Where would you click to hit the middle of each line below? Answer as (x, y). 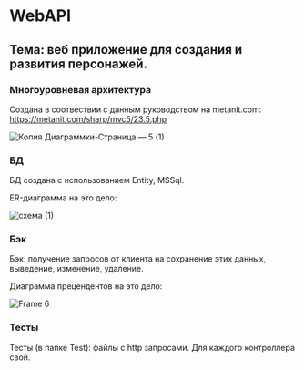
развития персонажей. (79, 63)
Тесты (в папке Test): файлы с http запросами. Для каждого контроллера (152, 347)
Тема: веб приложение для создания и (126, 50)
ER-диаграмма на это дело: (63, 198)
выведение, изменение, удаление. (76, 269)
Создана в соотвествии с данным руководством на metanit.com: (136, 109)
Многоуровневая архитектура (81, 89)
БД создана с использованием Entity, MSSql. (97, 180)
